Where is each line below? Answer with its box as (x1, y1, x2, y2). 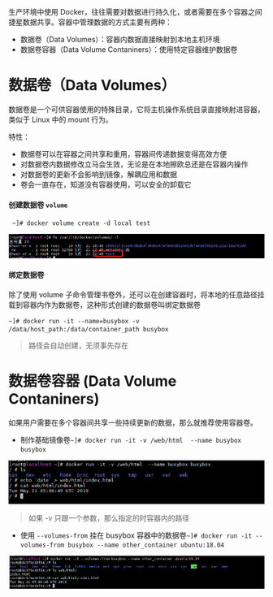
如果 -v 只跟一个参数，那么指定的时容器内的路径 (28, 513, 189, 523)
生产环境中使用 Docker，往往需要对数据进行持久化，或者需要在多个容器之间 (8, 7, 262, 16)
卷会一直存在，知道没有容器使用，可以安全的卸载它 (19, 180, 192, 189)
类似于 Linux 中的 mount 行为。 (8, 115, 114, 124)
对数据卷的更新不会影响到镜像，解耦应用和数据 (19, 169, 177, 179)
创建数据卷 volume (8, 200, 68, 210)
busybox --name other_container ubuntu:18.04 (67, 541, 225, 550)
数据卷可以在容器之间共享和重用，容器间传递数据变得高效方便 (19, 149, 227, 158)
